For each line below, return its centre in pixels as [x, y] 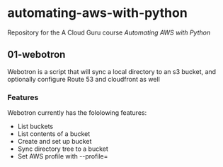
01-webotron [36, 55]
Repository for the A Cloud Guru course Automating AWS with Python [109, 32]
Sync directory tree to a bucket [63, 149]
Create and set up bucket [55, 142]
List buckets [35, 126]
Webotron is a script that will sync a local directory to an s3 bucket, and [112, 71]
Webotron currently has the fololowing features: [77, 113]
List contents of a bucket [54, 134]
